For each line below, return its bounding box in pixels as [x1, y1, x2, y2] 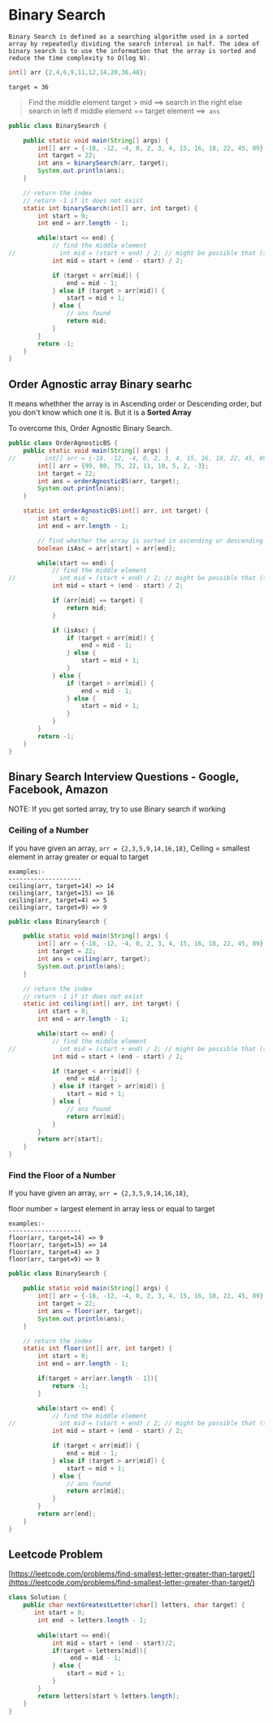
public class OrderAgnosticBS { [8, 439, 118, 447]
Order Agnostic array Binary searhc [8, 377, 193, 391]
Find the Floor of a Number [8, 1170, 116, 1181]
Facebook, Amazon [8, 782, 109, 796]
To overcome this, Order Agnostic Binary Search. [8, 424, 172, 433]
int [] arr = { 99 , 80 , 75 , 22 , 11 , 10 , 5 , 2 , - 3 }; [37, 462, 210, 470]
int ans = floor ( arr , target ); [37, 1307, 144, 1315]
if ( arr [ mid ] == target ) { [51, 596, 144, 604]
